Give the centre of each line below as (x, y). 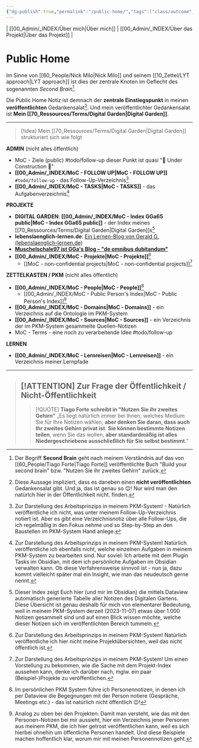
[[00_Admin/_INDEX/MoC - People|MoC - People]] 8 (79, 287)
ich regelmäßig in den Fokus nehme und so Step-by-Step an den (94, 525)
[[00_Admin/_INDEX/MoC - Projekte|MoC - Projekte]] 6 (83, 255)
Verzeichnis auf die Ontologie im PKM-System (71, 314)
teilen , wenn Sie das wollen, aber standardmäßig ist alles (106, 435)
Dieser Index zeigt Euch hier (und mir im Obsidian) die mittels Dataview (101, 592)
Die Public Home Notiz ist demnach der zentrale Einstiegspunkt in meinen (97, 100)
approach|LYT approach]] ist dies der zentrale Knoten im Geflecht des (92, 81)
